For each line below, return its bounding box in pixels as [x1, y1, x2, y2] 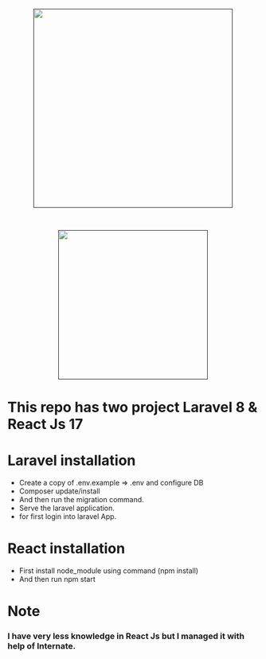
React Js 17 [7, 415, 84, 434]
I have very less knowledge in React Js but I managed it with [7, 630, 244, 641]
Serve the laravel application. [18, 503, 115, 513]
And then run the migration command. [18, 495, 144, 505]
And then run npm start [18, 575, 96, 584]
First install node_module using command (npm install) [18, 566, 199, 575]
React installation [7, 540, 125, 558]
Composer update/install [18, 486, 100, 496]
